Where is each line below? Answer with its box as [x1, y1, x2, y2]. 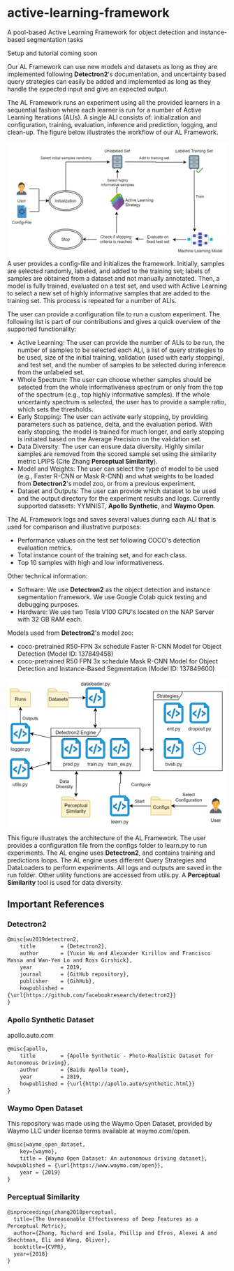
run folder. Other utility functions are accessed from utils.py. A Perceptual [7, 871, 221, 879]
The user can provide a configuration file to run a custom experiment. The [7, 310, 220, 318]
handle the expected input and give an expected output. [7, 85, 169, 93]
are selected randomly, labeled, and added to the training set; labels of [7, 267, 211, 275]
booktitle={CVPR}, [13, 1244, 68, 1251]
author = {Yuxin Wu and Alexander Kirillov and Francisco [20, 950, 211, 957]
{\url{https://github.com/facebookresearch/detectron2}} [7, 992, 177, 999]
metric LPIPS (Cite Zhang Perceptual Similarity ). [17, 457, 159, 466]
